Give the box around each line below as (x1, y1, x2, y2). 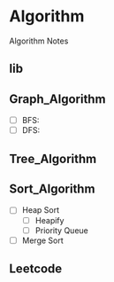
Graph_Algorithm (9, 91, 106, 106)
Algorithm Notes (9, 35, 69, 46)
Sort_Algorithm (9, 182, 95, 197)
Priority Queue (34, 224, 88, 236)
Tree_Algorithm (9, 151, 97, 166)
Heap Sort (21, 205, 60, 215)
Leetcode (9, 262, 63, 277)
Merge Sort (21, 235, 64, 246)
